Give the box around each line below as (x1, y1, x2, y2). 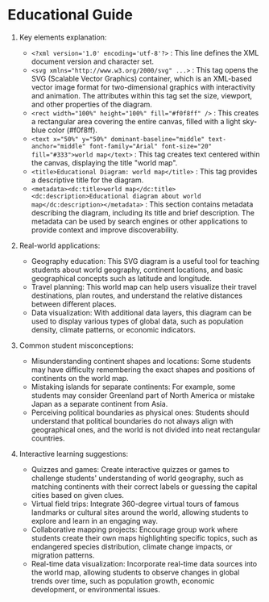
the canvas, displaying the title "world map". (31, 157, 178, 167)
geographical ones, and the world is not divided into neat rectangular (31, 424, 261, 434)
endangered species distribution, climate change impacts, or (31, 541, 233, 551)
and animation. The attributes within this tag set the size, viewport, (31, 90, 253, 100)
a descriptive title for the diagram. (31, 175, 144, 185)
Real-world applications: (19, 240, 101, 250)
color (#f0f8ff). (47, 125, 98, 135)
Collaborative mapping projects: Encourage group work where (31, 525, 238, 534)
